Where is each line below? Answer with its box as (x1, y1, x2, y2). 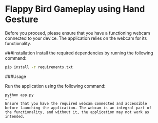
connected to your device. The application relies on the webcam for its (5, 35, 147, 41)
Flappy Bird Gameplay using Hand (5, 3, 145, 15)
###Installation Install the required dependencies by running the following (5, 50, 154, 56)
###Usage (5, 74, 27, 79)
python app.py (5, 92, 34, 98)
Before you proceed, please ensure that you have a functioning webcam (5, 30, 150, 36)
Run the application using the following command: (5, 83, 106, 89)
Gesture (5, 14, 39, 25)
